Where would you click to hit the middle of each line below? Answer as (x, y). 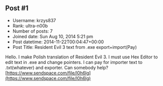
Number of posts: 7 (32, 31)
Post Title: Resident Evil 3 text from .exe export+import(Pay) (75, 47)
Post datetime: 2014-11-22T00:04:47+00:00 (58, 42)
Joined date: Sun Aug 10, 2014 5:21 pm (53, 36)
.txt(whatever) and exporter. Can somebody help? (57, 67)
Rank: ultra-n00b (30, 26)
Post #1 (17, 8)
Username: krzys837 (34, 20)
